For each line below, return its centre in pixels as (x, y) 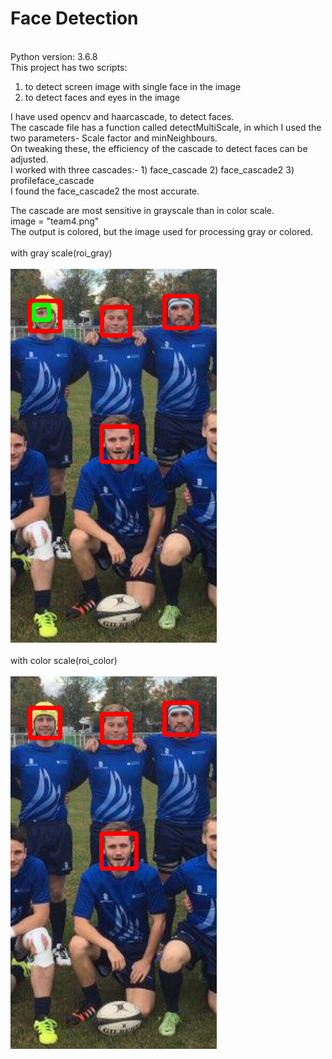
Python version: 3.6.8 (54, 56)
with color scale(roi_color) (64, 660)
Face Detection (74, 18)
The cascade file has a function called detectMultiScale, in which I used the (166, 127)
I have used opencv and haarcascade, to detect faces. (122, 116)
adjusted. (29, 159)
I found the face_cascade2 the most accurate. (105, 191)
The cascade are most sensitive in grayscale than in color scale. (142, 210)
